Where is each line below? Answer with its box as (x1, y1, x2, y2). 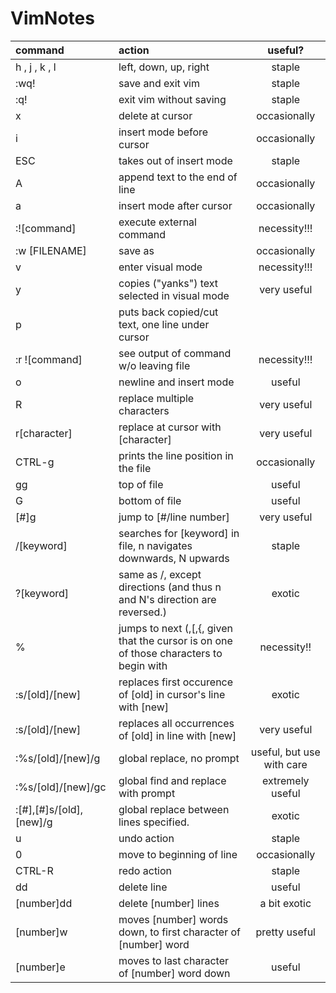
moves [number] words (118, 912, 229, 926)
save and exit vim (118, 76, 201, 90)
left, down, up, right (118, 60, 210, 74)
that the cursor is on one (118, 633, 233, 647)
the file (118, 461, 152, 475)
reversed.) (118, 605, 167, 619)
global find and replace (118, 773, 227, 787)
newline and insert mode (118, 375, 235, 389)
